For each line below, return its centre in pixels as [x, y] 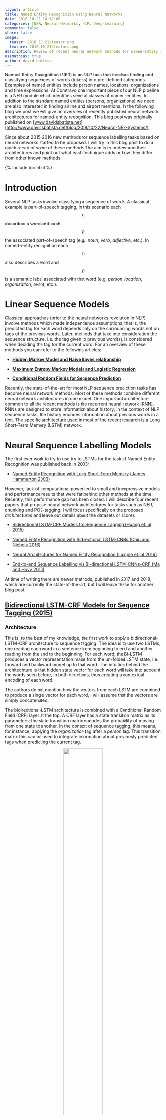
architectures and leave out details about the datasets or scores [70, 515]
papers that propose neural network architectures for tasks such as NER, [79, 505]
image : [12, 38]
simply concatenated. [27, 700]
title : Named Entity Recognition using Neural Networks [64, 14]
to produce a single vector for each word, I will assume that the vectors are [82, 695]
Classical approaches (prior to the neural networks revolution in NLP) [75, 318]
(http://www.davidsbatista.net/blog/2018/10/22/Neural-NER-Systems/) [77, 128]
